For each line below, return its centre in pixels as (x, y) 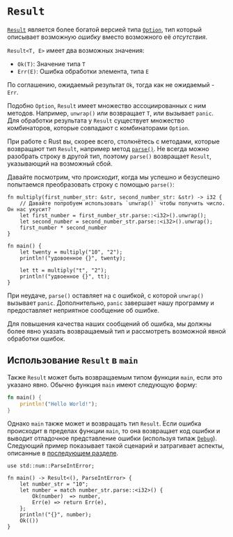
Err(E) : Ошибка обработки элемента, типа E (83, 71)
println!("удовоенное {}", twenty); (73, 258)
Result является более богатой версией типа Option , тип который (105, 29)
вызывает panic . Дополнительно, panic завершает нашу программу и (111, 303)
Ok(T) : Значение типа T (51, 63)
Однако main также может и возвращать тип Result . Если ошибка (104, 423)
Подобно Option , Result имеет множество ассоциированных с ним (107, 105)
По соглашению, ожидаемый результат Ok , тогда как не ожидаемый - (111, 84)
